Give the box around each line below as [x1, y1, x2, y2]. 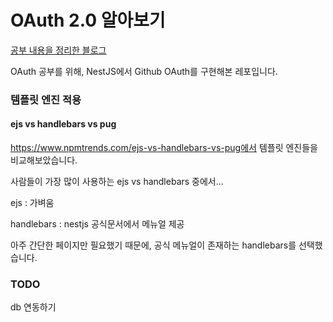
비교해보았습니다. [10, 154, 78, 166]
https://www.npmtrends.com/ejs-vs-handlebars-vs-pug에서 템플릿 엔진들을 [10, 142, 318, 154]
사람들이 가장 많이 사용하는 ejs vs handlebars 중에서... [10, 176, 224, 188]
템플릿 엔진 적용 [10, 92, 82, 106]
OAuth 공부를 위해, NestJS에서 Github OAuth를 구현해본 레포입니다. [10, 65, 278, 77]
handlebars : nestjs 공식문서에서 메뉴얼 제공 [10, 218, 185, 230]
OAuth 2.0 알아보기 [10, 9, 166, 32]
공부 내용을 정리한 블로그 [10, 44, 107, 56]
